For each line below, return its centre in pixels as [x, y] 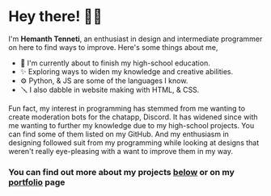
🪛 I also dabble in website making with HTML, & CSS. [110, 90]
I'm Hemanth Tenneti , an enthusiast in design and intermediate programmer [135, 39]
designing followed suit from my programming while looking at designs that [134, 142]
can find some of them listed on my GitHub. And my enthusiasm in [119, 134]
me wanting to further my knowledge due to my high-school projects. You [131, 125]
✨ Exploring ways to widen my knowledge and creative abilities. [127, 71]
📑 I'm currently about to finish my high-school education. [115, 63]
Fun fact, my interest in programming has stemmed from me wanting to [127, 108]
